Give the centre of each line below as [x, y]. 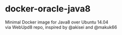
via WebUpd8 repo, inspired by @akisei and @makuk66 [61, 27]
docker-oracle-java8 [48, 9]
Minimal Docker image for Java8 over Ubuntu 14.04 [57, 22]
